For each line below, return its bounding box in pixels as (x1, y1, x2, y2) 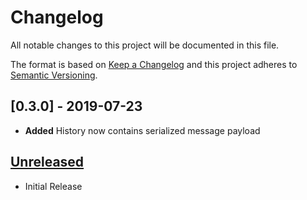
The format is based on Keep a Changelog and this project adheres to (10, 58, 298, 70)
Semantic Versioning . (10, 69, 98, 81)
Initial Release (24, 180, 83, 192)
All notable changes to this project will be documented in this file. (10, 39, 280, 51)
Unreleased (10, 154, 85, 171)
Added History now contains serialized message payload (24, 124, 261, 136)
